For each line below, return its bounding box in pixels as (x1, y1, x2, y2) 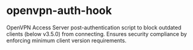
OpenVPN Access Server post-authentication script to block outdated (6, 24, 182, 31)
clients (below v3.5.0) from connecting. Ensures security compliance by (6, 30, 188, 37)
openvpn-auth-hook (6, 4, 112, 18)
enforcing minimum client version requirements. (6, 37, 127, 44)
